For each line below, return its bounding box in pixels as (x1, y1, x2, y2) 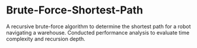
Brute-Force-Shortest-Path (6, 4, 144, 17)
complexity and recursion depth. (6, 35, 86, 42)
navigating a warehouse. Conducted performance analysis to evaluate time (6, 29, 190, 36)
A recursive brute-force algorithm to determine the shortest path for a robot (6, 23, 191, 30)
